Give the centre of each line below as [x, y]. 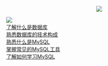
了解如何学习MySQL [31, 57]
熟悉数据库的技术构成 [32, 34]
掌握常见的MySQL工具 [33, 49]
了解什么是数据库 [27, 27]
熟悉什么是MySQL [28, 42]
